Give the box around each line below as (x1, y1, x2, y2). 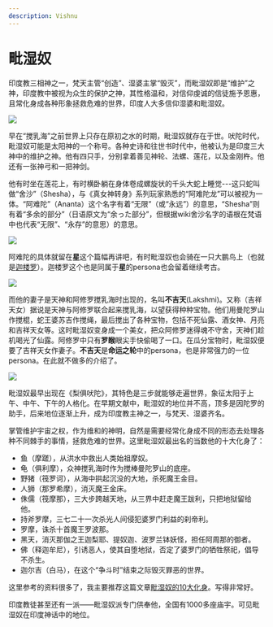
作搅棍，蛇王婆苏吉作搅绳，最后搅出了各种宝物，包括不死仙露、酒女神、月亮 (8, 315, 265, 324)
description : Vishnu (8, 11, 79, 20)
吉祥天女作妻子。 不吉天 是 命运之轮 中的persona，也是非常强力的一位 (22, 345, 249, 355)
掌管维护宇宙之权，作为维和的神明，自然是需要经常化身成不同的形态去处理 (8, 425, 258, 435)
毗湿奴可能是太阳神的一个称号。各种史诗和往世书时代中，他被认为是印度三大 (8, 141, 265, 150)
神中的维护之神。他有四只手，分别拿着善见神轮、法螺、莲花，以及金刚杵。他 (8, 151, 265, 161)
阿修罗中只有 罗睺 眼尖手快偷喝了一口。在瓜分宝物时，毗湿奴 (58, 335, 258, 345)
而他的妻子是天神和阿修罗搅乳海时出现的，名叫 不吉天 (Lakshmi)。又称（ (8, 294, 248, 304)
